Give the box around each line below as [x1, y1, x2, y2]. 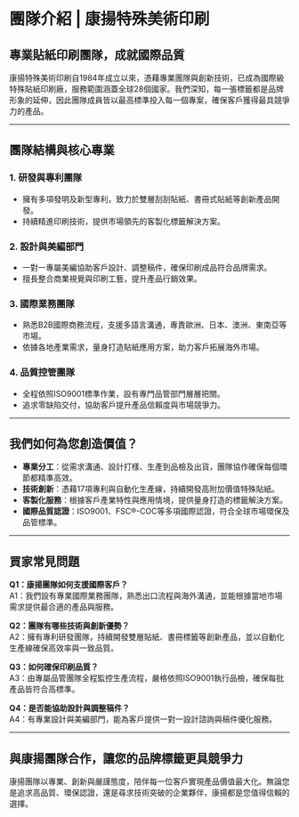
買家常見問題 [9, 554, 80, 569]
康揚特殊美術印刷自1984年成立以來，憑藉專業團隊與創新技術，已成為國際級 [9, 73, 285, 83]
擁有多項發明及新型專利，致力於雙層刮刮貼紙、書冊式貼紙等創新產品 [21, 193, 272, 204]
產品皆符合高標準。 [9, 684, 80, 695]
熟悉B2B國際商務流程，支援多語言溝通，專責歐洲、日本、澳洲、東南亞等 [21, 320, 287, 330]
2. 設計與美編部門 [9, 240, 85, 253]
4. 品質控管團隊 [9, 367, 76, 379]
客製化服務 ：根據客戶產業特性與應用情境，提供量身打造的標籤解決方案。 [21, 495, 287, 506]
